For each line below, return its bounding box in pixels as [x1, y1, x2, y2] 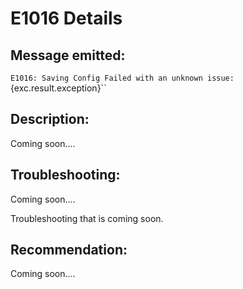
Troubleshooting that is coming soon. [10, 212, 164, 224]
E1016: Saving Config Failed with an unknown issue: [10, 73, 235, 83]
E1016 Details [10, 7, 123, 30]
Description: [10, 111, 90, 128]
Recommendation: [10, 242, 128, 259]
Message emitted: [10, 47, 126, 64]
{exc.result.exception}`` [10, 82, 107, 94]
